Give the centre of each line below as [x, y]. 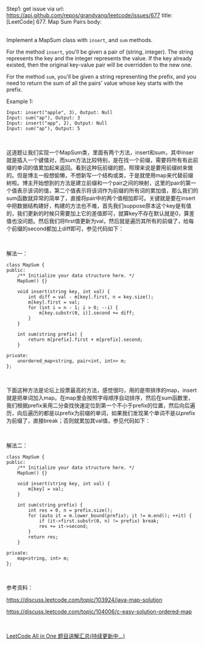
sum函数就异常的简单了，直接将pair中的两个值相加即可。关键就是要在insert [101, 198]
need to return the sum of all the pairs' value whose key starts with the [95, 83]
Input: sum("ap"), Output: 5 [43, 129]
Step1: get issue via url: [35, 9]
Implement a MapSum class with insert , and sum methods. [80, 40]
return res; [44, 537]
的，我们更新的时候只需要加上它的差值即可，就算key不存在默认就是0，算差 [100, 213]
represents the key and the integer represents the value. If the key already [99, 58]
